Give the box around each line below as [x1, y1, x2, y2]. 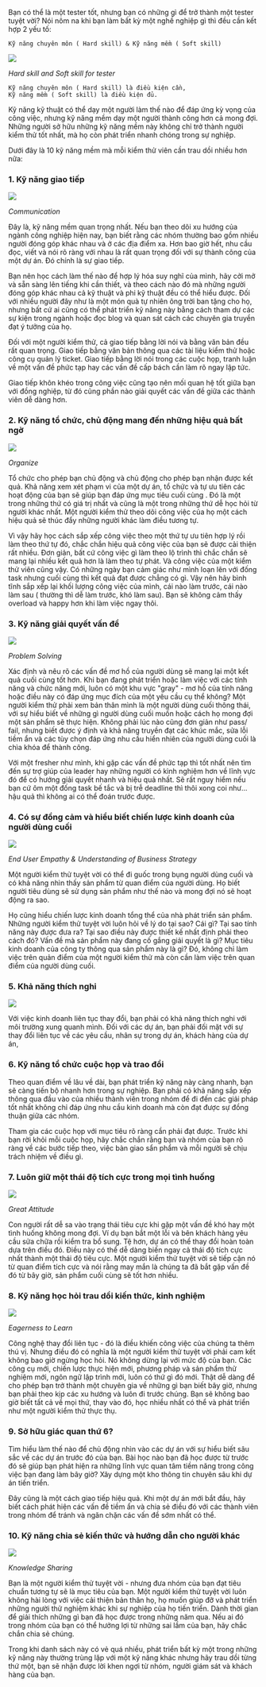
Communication [8, 207, 61, 216]
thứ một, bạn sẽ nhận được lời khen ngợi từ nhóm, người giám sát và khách [8, 1661, 253, 1670]
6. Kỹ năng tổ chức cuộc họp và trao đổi [8, 1059, 164, 1070]
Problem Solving [8, 651, 62, 660]
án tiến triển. [8, 1478, 50, 1488]
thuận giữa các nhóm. [8, 1111, 79, 1120]
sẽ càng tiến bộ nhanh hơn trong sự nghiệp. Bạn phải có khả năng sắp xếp [8, 1085, 252, 1095]
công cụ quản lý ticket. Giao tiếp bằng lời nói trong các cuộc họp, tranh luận [8, 354, 256, 364]
